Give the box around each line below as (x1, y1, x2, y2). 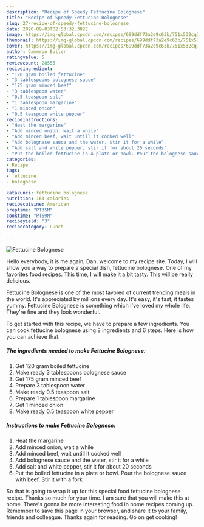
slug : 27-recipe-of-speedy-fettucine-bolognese (6, 20, 129, 26)
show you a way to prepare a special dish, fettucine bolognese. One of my (6, 264, 192, 271)
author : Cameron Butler (6, 49, 67, 55)
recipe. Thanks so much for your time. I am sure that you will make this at (6, 494, 189, 501)
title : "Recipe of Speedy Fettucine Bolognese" (6, 15, 129, 21)
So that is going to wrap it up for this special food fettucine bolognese (6, 487, 181, 495)
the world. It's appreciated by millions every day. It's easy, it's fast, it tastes (6, 295, 194, 302)
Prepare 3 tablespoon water (15, 381, 86, 389)
